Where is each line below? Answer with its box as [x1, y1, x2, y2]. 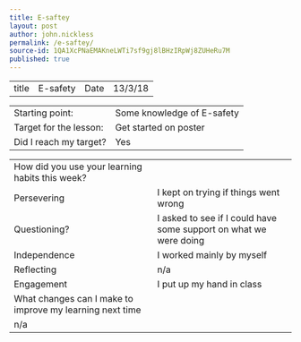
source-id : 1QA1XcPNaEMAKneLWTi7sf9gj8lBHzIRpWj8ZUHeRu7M [9, 47, 230, 56]
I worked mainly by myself [157, 249, 267, 261]
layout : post [9, 21, 58, 30]
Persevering [13, 192, 65, 204]
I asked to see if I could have [157, 212, 278, 224]
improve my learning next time [13, 304, 142, 316]
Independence [13, 249, 75, 261]
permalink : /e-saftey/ [9, 38, 94, 47]
